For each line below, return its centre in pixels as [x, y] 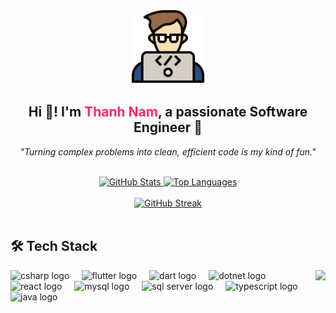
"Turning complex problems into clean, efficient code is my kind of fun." [168, 151]
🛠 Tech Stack [54, 246]
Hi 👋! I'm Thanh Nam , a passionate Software [168, 112]
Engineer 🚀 [168, 127]
